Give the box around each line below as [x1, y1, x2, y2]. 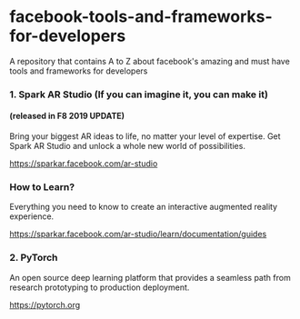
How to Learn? [9, 180, 75, 193]
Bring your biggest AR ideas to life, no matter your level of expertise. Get [9, 131, 281, 142]
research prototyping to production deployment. [9, 282, 190, 293]
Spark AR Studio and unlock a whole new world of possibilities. [9, 141, 245, 152]
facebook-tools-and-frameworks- [9, 6, 273, 27]
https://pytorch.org [9, 299, 81, 310]
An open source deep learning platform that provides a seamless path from [9, 272, 291, 283]
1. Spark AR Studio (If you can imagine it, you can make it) [9, 88, 268, 101]
